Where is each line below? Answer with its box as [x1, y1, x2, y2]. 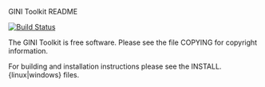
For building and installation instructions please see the [8, 61, 190, 71]
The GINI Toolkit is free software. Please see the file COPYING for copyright [8, 38, 258, 47]
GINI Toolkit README [8, 7, 78, 16]
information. [8, 46, 49, 55]
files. [63, 70, 80, 79]
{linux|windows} [8, 70, 62, 79]
